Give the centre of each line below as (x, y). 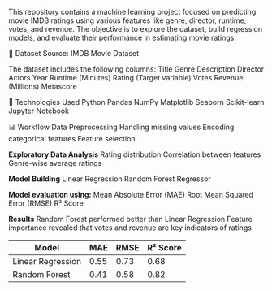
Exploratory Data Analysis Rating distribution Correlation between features (135, 154)
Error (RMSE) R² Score (46, 203)
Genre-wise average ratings (55, 163)
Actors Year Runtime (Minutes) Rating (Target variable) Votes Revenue (126, 78)
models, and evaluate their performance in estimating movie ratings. (123, 37)
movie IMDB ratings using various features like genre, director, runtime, (127, 20)
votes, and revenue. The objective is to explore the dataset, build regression (136, 29)
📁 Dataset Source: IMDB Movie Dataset (74, 53)
